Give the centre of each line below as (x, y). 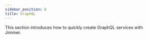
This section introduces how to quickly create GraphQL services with (74, 27)
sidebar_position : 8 (26, 9)
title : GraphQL (20, 14)
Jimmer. (13, 32)
